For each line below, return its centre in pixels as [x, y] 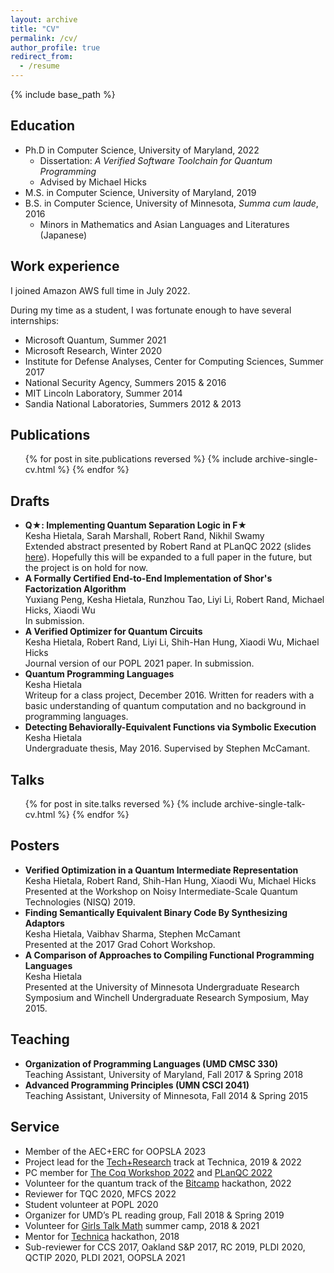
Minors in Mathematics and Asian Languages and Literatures [164, 224]
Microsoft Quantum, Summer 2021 [95, 340]
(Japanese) [63, 235]
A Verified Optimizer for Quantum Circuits [113, 632]
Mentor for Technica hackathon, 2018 [102, 1236]
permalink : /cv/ [44, 38]
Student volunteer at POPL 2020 [91, 1204]
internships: [35, 320]
